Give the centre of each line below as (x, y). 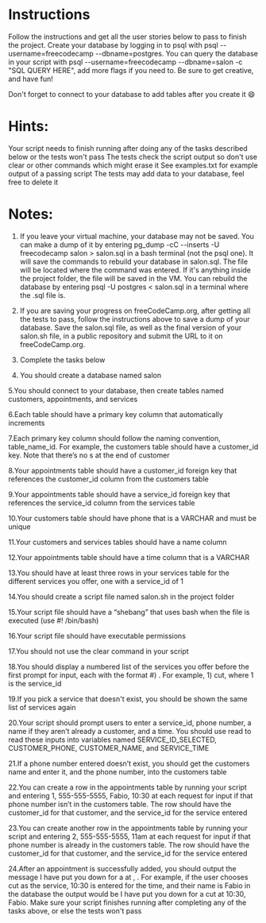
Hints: (29, 127)
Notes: (31, 214)
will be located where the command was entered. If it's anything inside (135, 270)
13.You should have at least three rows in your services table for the (119, 573)
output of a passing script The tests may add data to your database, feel (126, 173)
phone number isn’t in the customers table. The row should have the (120, 804)
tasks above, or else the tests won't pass (75, 910)
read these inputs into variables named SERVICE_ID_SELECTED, (112, 740)
